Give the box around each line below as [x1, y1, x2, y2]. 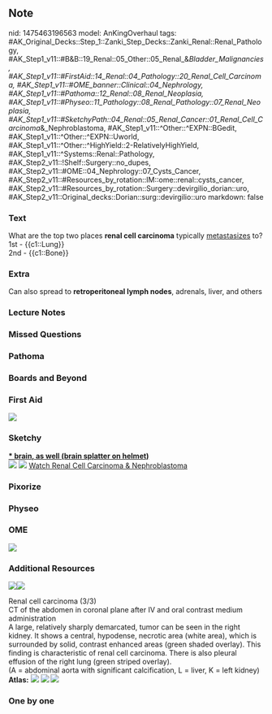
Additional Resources [8, 562, 95, 573]
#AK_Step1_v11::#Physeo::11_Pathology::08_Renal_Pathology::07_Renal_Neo [8, 97, 261, 106]
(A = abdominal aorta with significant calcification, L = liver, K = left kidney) [8, 665, 260, 675]
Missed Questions [8, 329, 82, 340]
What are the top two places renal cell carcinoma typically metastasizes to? [8, 231, 263, 240]
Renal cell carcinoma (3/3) [8, 596, 97, 606]
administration [8, 613, 57, 624]
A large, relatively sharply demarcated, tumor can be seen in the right [8, 622, 241, 632]
